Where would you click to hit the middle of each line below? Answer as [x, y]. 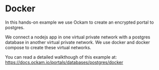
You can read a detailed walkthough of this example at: [61, 57]
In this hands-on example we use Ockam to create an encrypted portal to [79, 22]
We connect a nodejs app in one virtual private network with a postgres [78, 37]
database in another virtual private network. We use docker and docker [78, 42]
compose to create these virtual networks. [48, 47]
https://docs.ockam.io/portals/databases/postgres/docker [64, 62]
